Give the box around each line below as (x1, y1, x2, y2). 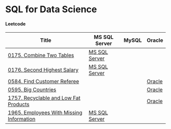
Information (8, 116, 36, 123)
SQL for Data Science (5, 4, 97, 15)
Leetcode (5, 20, 26, 27)
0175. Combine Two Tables (8, 52, 74, 59)
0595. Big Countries (8, 86, 56, 93)
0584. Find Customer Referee (8, 78, 79, 85)
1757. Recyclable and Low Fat (8, 94, 80, 101)
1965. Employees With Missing (8, 109, 82, 116)
